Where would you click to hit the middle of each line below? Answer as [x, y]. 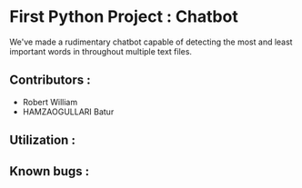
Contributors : [50, 80]
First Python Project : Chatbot [124, 17]
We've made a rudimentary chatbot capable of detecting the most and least [151, 42]
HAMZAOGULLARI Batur [68, 112]
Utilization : [42, 140]
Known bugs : [49, 171]
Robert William [50, 102]
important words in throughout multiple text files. [101, 51]
